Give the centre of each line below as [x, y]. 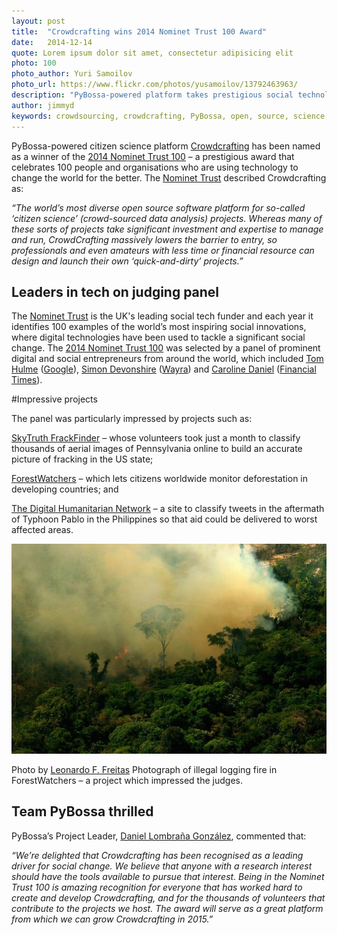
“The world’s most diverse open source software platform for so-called [158, 207]
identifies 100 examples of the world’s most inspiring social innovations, [159, 327]
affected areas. [42, 530]
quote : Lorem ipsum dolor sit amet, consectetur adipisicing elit [152, 53]
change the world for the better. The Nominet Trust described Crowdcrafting [169, 177]
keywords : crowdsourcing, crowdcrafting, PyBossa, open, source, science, [170, 116]
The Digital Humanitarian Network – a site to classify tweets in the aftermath [168, 509]
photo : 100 [34, 63]
